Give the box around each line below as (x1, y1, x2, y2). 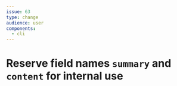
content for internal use (6, 69, 123, 83)
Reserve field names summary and (6, 57, 172, 70)
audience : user (6, 20, 44, 26)
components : (6, 25, 36, 32)
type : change (6, 14, 39, 20)
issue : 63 (6, 8, 31, 15)
